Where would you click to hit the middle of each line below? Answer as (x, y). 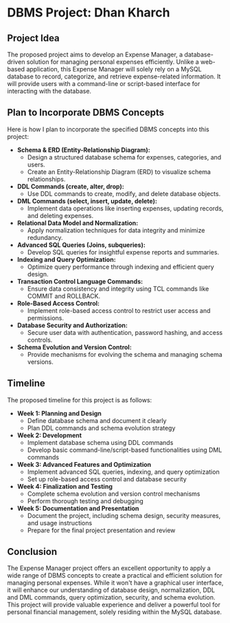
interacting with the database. (49, 91)
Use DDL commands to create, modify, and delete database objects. (124, 193)
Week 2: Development (49, 435)
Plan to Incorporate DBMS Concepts (86, 112)
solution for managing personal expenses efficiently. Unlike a (113, 62)
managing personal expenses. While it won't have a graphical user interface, (115, 583)
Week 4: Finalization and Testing (65, 486)
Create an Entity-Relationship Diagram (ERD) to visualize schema (119, 172)
